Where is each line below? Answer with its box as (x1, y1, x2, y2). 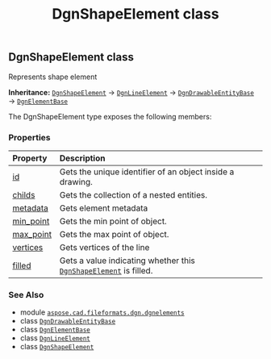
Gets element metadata (59, 202, 148, 214)
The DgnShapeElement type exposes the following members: (8, 111, 212, 121)
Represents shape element (8, 72, 98, 81)
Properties (8, 131, 51, 143)
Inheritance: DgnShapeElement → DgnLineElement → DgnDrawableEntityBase (8, 87, 254, 97)
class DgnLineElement (19, 333, 90, 343)
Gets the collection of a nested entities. (59, 189, 208, 200)
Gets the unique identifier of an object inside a (59, 166, 235, 177)
